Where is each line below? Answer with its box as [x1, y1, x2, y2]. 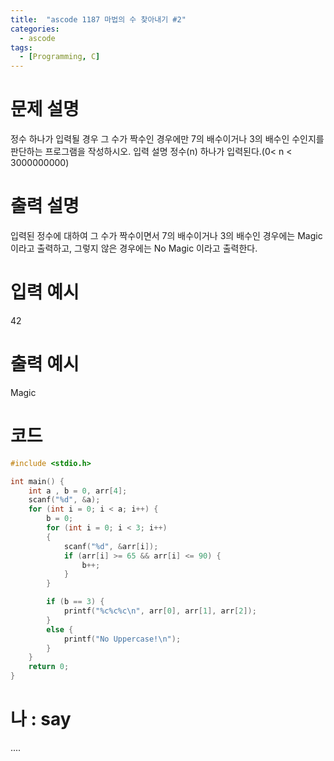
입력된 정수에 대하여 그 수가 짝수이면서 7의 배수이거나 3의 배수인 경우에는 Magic [10, 230, 323, 241]
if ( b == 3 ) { [46, 597, 105, 607]
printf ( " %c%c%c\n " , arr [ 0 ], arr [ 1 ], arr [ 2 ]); [63, 606, 257, 616]
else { [46, 624, 74, 635]
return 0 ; [28, 662, 70, 672]
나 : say [10, 708, 72, 731]
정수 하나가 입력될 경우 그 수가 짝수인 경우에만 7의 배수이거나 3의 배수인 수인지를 [10, 133, 325, 145]
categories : [10, 24, 60, 34]
